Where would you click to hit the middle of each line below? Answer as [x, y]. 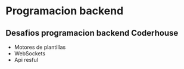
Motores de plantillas [40, 47]
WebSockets [30, 54]
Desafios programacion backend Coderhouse [92, 33]
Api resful [26, 60]
